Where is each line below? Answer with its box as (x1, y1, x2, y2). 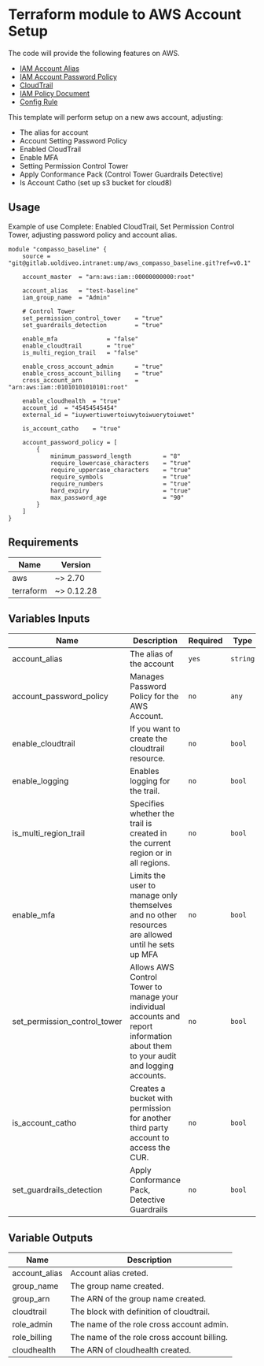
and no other (129, 910, 178, 921)
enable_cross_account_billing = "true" (22, 369, 163, 378)
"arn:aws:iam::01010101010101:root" (8, 383, 128, 391)
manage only (129, 890, 178, 901)
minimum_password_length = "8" (49, 452, 181, 460)
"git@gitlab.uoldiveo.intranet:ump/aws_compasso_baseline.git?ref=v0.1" (8, 259, 251, 267)
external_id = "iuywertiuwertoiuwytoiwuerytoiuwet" (22, 411, 195, 419)
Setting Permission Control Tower (19, 161, 129, 170)
